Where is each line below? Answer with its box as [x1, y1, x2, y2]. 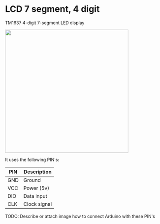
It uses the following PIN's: [5, 157, 60, 162]
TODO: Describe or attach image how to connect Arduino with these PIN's [5, 213, 155, 219]
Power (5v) [23, 185, 50, 192]
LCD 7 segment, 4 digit [5, 3, 100, 15]
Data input [23, 192, 48, 199]
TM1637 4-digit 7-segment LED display [5, 20, 85, 26]
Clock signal [23, 200, 52, 207]
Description [24, 168, 52, 175]
